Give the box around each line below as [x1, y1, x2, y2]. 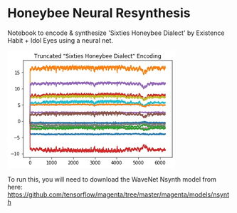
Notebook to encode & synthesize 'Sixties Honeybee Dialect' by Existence [7, 28, 225, 37]
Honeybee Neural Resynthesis [7, 5, 191, 21]
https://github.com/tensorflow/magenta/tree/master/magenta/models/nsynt [7, 190, 230, 199]
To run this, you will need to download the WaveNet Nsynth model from [7, 175, 217, 183]
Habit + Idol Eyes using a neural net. [7, 36, 114, 44]
